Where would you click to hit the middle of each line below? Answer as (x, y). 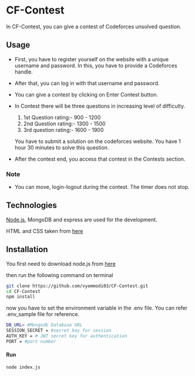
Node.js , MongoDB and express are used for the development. (82, 219)
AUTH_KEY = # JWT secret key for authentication (67, 336)
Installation (27, 250)
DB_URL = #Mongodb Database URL (44, 325)
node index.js (23, 367)
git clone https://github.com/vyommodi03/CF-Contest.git (77, 286)
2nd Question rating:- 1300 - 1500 (64, 124)
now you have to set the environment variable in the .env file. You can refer (97, 308)
